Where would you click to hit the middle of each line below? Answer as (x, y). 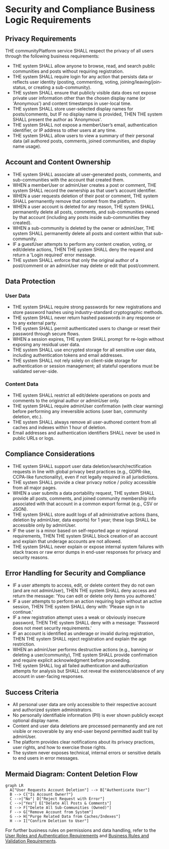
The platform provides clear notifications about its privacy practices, (83, 742)
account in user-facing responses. (48, 676)
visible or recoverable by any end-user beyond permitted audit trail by (85, 731)
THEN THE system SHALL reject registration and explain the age (79, 639)
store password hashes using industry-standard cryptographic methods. (88, 312)
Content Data (22, 384)
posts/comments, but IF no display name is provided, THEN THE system (88, 114)
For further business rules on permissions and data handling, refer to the (81, 830)
